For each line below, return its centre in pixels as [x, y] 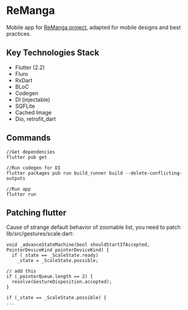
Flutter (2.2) [30, 67]
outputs [16, 178]
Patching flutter [36, 213]
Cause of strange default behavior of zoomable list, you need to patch [94, 227]
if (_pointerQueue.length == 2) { [50, 277]
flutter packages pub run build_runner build [64, 173]
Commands [29, 138]
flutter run [21, 194]
